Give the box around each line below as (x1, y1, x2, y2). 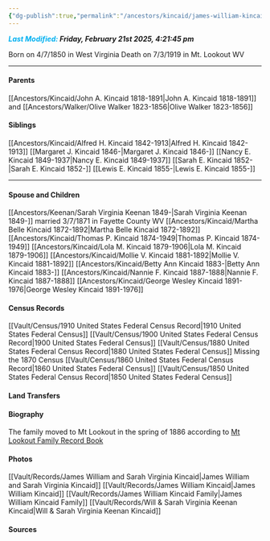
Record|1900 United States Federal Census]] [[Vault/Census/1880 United (8, 338, 250, 348)
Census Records (8, 303, 65, 312)
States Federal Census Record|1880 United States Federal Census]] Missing (8, 347, 260, 357)
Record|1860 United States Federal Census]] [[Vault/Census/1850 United (8, 364, 249, 374)
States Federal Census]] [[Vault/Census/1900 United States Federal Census (8, 329, 259, 339)
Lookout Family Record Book (8, 436, 104, 445)
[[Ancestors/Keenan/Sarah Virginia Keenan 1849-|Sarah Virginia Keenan (8, 208, 247, 217)
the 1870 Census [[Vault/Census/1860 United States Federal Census (8, 355, 234, 365)
